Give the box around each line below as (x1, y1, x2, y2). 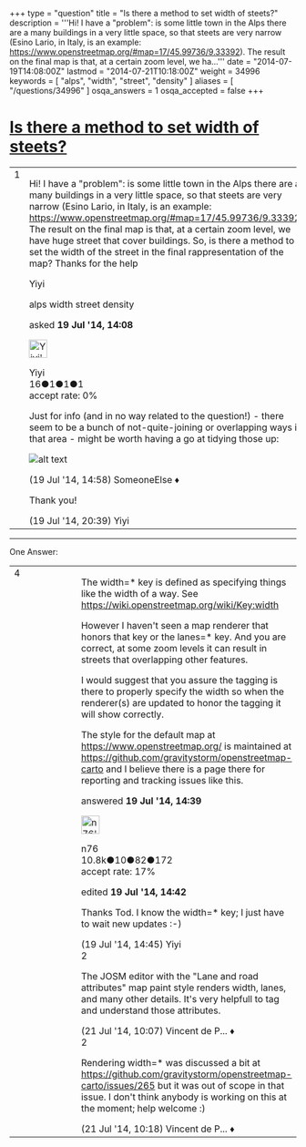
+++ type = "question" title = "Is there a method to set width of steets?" (9, 8, 279, 18)
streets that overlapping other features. (80, 653, 249, 666)
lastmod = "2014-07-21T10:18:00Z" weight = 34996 (66, 66, 260, 77)
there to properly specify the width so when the (80, 685, 284, 698)
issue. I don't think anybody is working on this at (80, 1091, 287, 1103)
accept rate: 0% (28, 389, 98, 402)
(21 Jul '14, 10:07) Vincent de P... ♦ (80, 1024, 235, 1037)
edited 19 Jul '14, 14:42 (80, 886, 187, 898)
